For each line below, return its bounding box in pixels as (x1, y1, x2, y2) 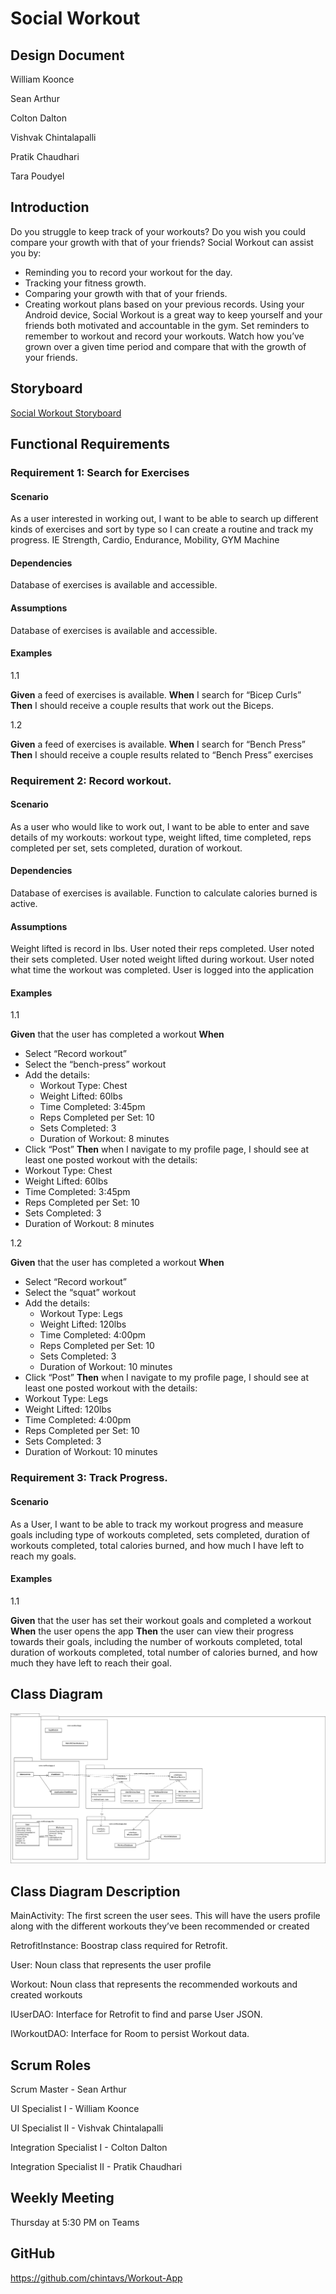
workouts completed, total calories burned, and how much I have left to (10, 1539, 305, 1551)
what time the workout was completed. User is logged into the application (10, 964, 314, 976)
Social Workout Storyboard (10, 407, 122, 419)
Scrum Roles (10, 2057, 92, 2074)
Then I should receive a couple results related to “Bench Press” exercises (10, 748, 314, 761)
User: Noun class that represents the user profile (10, 1959, 212, 1971)
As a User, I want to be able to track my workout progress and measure (10, 1518, 304, 1530)
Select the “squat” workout (24, 1287, 137, 1299)
